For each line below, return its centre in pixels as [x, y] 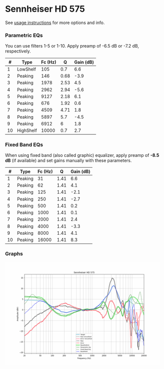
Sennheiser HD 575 [45, 9]
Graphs [14, 254]
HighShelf [27, 130]
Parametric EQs [24, 35]
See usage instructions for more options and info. [55, 23]
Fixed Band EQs [24, 145]
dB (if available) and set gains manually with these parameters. [69, 161]
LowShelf [26, 69]
